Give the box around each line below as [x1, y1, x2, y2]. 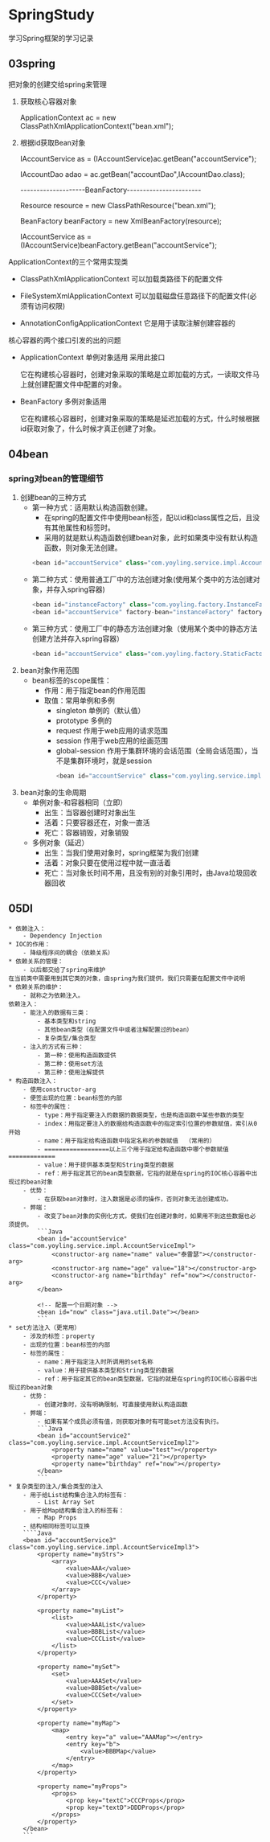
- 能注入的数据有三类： [22, 1008, 90, 1016]
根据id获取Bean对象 [19, 137, 86, 147]
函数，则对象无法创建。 [43, 543, 122, 552]
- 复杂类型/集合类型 [37, 1034, 96, 1042]
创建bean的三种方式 [19, 493, 87, 503]
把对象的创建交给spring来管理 [8, 79, 107, 89]
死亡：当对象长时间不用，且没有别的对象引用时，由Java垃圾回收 [43, 868, 257, 877]
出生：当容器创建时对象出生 [43, 807, 137, 817]
